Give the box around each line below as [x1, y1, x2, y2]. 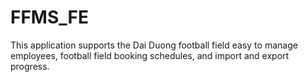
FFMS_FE [10, 6, 90, 29]
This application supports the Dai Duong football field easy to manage [10, 39, 298, 51]
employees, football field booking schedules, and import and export [10, 49, 290, 61]
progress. [10, 60, 50, 72]
